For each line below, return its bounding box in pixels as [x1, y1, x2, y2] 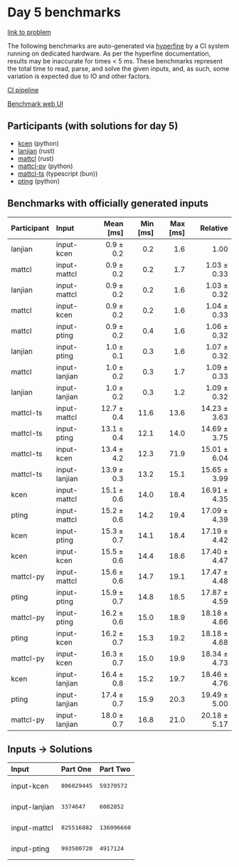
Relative [200, 223, 228, 233]
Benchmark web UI [7, 99, 64, 107]
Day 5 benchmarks [7, 4, 121, 21]
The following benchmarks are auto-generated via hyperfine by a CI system [7, 41, 230, 50]
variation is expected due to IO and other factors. [7, 72, 152, 80]
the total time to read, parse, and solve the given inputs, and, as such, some [7, 64, 230, 73]
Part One [60, 764, 92, 774]
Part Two [99, 764, 131, 774]
